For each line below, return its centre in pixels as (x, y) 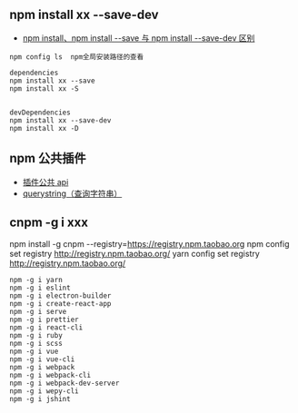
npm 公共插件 (48, 158)
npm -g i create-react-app (60, 304)
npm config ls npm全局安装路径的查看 (76, 57)
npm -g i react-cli (46, 328)
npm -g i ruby (36, 336)
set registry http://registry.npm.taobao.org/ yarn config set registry (135, 254)
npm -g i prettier (44, 320)
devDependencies (40, 113)
